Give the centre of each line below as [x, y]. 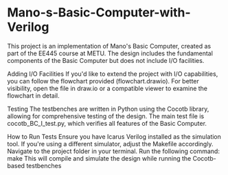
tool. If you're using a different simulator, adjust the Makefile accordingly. [110, 144]
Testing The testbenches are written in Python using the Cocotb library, [108, 109]
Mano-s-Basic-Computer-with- [99, 13]
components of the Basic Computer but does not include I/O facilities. [106, 60]
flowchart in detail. [33, 95]
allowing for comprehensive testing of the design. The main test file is [106, 116]
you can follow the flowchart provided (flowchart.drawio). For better [103, 81]
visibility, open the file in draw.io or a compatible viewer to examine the [107, 88]
